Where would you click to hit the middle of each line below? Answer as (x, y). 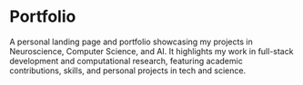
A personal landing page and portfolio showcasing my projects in (131, 42)
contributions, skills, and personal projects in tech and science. (128, 71)
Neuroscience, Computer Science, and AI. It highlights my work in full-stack (151, 51)
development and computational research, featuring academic (126, 61)
